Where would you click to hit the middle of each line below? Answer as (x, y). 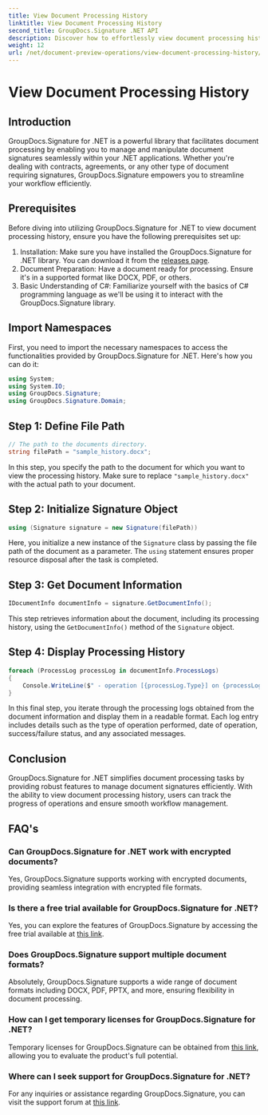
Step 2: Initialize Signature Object (93, 510)
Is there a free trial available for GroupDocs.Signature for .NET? (133, 908)
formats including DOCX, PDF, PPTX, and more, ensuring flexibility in (121, 990)
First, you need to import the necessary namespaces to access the (118, 347)
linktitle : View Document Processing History (85, 23)
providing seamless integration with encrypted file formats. (105, 887)
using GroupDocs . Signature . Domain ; (67, 401)
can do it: (24, 364)
